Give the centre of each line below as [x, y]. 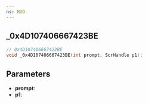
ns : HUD [16, 12]
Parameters [28, 74]
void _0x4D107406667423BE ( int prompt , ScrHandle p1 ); [75, 55]
